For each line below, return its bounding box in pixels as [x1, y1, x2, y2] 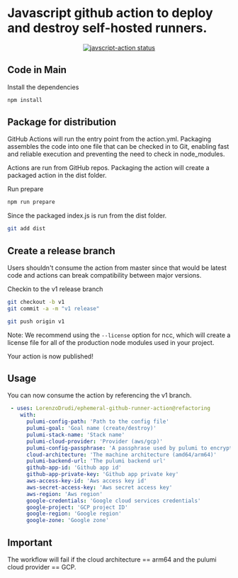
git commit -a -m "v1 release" [7, 305, 100, 312]
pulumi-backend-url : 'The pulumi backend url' [25, 458, 166, 465]
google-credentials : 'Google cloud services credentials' [25, 497, 201, 504]
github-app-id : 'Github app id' [25, 464, 122, 472]
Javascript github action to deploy [7, 5, 214, 21]
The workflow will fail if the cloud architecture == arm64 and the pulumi [7, 555, 217, 564]
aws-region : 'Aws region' [25, 490, 103, 497]
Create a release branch [7, 244, 115, 256]
